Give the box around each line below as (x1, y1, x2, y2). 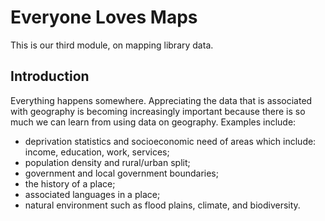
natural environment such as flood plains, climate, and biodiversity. (24, 199, 301, 211)
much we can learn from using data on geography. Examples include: (10, 116, 297, 128)
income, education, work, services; (24, 146, 170, 158)
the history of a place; (24, 177, 116, 190)
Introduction (10, 68, 90, 85)
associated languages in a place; (24, 188, 161, 200)
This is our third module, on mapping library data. (10, 39, 214, 51)
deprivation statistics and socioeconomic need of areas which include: (24, 135, 317, 147)
